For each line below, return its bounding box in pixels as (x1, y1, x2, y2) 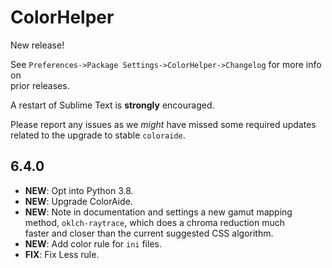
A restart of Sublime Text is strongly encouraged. (10, 99, 215, 111)
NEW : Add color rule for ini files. (24, 237, 162, 250)
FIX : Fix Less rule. (24, 248, 100, 260)
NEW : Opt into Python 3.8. (24, 184, 134, 196)
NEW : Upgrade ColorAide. (24, 195, 133, 207)
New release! (10, 39, 65, 51)
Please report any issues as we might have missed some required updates (10, 118, 317, 130)
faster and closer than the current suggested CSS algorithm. (24, 227, 274, 239)
